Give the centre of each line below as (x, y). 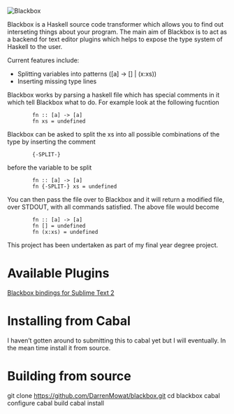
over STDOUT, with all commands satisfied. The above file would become (113, 207)
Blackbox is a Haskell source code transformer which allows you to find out (116, 24)
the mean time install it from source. (59, 347)
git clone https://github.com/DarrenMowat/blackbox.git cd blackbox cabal (114, 395)
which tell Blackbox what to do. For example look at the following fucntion (114, 102)
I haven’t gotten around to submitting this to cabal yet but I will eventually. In (117, 340)
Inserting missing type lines (57, 81)
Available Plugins (58, 274)
